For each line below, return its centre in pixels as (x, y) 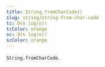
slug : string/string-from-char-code (52, 18)
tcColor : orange (27, 29)
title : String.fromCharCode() (45, 12)
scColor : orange (27, 40)
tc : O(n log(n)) (27, 23)
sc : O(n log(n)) (27, 35)
